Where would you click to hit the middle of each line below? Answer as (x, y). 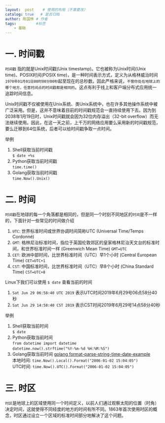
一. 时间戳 (25, 54)
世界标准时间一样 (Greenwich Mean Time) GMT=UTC (76, 249)
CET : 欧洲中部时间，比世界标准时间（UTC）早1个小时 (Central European (84, 255)
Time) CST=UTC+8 (29, 272)
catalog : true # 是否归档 (33, 14)
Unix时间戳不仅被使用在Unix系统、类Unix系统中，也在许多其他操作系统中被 (82, 104)
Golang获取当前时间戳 (35, 173)
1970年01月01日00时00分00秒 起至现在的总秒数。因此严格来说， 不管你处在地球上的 (82, 81)
